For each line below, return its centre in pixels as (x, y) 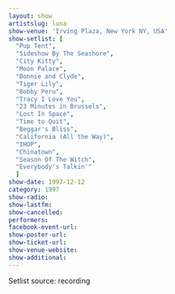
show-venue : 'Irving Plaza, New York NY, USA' (88, 31)
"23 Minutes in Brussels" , (61, 106)
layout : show (30, 16)
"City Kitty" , (39, 62)
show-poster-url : (38, 235)
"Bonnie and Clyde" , (50, 76)
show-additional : (38, 257)
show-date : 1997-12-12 (47, 182)
